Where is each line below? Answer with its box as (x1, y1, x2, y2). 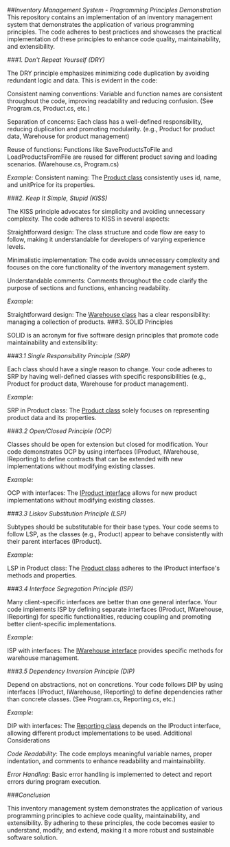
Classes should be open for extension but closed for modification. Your (7, 440, 209, 448)
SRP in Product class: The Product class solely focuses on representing (7, 406, 209, 415)
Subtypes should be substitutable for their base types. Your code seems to (7, 522, 219, 531)
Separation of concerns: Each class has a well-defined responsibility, (7, 118, 203, 126)
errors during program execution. (7, 778, 102, 786)
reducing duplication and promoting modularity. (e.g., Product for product (7, 125, 215, 133)
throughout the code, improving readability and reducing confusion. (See (7, 97, 214, 105)
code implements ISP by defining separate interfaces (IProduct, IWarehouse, (7, 605, 224, 613)
